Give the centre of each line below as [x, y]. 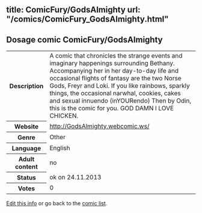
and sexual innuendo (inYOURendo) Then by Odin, [121, 101]
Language [26, 148]
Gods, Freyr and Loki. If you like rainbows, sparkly [120, 86]
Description [26, 86]
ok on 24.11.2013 [75, 177]
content [26, 166]
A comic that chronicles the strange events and [116, 56]
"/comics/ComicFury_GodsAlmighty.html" [87, 19]
